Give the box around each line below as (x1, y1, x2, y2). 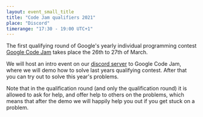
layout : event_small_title (6, 8, 74, 15)
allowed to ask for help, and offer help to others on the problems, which (6, 91, 184, 98)
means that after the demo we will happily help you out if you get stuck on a (6, 98, 195, 105)
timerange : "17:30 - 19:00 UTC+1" (6, 25, 94, 32)
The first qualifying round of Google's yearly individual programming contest (6, 42, 197, 49)
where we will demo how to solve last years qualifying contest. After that (6, 67, 187, 74)
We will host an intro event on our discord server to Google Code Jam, (6, 60, 181, 68)
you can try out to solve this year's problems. (6, 73, 119, 80)
